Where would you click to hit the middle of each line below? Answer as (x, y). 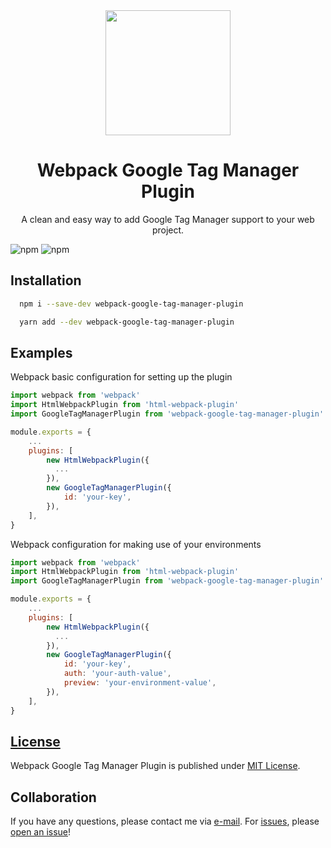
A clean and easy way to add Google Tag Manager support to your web (168, 219)
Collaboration (53, 797)
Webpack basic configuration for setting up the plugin (121, 377)
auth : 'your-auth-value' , (117, 674)
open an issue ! (41, 832)
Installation (46, 280)
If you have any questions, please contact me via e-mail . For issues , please (165, 821)
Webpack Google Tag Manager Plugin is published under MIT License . (155, 766)
